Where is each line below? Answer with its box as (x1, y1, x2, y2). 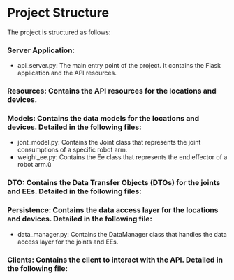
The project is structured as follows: (7, 28, 111, 36)
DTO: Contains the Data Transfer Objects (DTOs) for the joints (7, 178, 221, 188)
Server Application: (7, 45, 75, 55)
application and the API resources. (17, 68, 117, 78)
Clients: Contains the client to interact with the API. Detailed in (7, 255, 224, 265)
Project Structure (7, 5, 110, 21)
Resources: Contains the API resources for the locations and (7, 86, 217, 96)
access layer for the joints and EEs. (17, 237, 119, 246)
